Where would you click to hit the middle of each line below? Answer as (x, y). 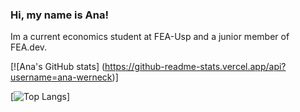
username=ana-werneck (61, 77)
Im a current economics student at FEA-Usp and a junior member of (150, 37)
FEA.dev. (29, 47)
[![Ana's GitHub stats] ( (58, 67)
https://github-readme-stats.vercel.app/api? (195, 67)
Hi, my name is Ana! (59, 15)
